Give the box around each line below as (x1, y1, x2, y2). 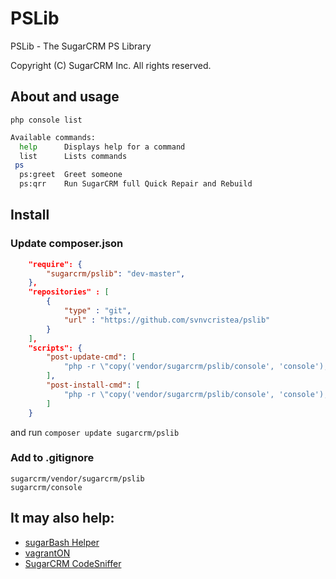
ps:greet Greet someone (19, 170, 123, 180)
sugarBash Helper (24, 536, 100, 548)
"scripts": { (28, 343, 83, 353)
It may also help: (10, 510, 115, 527)
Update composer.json (10, 237, 124, 251)
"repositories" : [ (28, 287, 110, 297)
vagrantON (24, 547, 71, 559)
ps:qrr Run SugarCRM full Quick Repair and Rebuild (19, 179, 253, 189)
